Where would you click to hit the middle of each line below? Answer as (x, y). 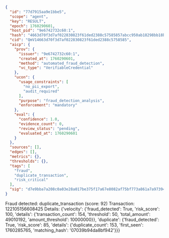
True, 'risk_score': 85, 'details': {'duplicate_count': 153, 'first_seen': (74, 225)
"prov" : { (25, 49)
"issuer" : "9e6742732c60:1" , (49, 54)
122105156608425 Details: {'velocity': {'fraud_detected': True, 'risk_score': (82, 209)
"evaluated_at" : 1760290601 (48, 133)
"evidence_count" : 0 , (41, 124)
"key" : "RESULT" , (28, 21)
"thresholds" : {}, (29, 161)
